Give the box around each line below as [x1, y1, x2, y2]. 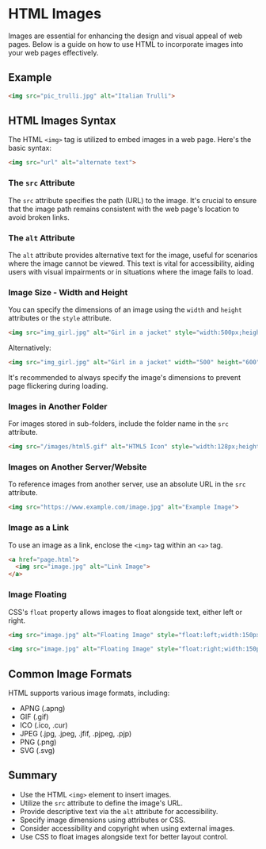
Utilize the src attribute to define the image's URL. [19, 798, 184, 808]
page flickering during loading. [8, 381, 108, 390]
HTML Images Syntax [8, 114, 116, 128]
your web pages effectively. [8, 48, 99, 57]
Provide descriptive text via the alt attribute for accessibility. [19, 806, 218, 816]
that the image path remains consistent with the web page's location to [8, 204, 240, 213]
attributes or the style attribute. [8, 313, 112, 323]
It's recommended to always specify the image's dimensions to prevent [8, 372, 241, 382]
